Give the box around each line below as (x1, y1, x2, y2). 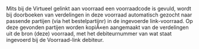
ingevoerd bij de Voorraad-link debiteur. (6, 37, 104, 43)
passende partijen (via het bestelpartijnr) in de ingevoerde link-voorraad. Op (6, 18, 193, 24)
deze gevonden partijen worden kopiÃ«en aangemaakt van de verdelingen (6, 24, 189, 31)
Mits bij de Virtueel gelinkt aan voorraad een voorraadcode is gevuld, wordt (6, 5, 192, 12)
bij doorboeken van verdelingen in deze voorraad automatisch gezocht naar (6, 11, 192, 18)
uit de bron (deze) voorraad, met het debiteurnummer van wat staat (6, 30, 172, 37)
